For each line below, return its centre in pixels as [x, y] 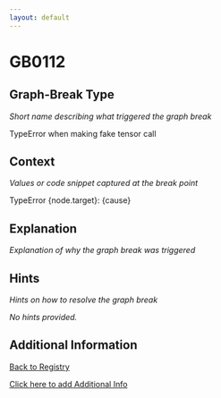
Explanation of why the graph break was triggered [102, 250]
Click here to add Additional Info [68, 384]
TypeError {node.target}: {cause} [70, 200]
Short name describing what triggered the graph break [110, 116]
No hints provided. [43, 318]
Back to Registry [39, 367]
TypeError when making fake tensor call [83, 133]
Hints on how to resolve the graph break [84, 300]
